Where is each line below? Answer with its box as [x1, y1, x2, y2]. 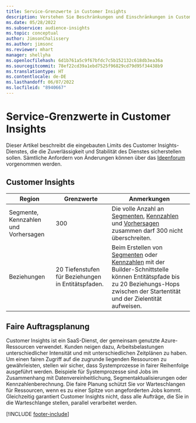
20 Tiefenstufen [55, 265, 100, 273]
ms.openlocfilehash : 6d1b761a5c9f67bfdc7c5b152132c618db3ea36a [6, 57, 163, 63]
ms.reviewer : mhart [6, 47, 54, 53]
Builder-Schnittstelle [111, 265, 169, 273]
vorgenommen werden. [6, 160, 62, 167]
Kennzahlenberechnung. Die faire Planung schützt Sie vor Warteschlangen [6, 381, 185, 388]
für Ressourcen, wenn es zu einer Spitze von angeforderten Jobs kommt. [6, 387, 182, 394]
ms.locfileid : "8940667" [6, 85, 66, 91]
